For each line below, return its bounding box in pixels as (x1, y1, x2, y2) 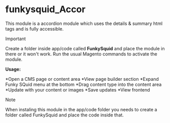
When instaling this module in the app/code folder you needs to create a (5, 106, 157, 112)
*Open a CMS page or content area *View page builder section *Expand (5, 76, 159, 82)
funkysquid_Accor (5, 4, 86, 15)
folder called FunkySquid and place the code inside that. (5, 112, 124, 118)
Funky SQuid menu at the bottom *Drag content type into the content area (5, 81, 162, 87)
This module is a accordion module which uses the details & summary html (5, 20, 163, 26)
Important (5, 36, 26, 42)
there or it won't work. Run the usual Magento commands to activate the (5, 51, 157, 57)
